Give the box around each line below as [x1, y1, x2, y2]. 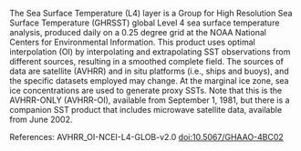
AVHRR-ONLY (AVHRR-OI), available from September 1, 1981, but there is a [9, 95, 290, 106]
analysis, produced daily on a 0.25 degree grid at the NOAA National [9, 27, 267, 37]
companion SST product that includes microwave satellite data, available [9, 105, 283, 115]
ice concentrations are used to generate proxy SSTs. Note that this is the [9, 86, 283, 96]
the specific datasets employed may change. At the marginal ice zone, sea [9, 75, 289, 86]
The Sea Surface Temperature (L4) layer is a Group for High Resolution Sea [9, 8, 293, 18]
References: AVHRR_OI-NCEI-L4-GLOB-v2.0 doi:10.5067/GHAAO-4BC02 [9, 132, 285, 142]
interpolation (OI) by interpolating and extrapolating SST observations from [9, 46, 291, 57]
